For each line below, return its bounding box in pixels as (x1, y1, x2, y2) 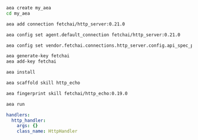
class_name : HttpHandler (16, 128, 78, 135)
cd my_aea (6, 10, 31, 17)
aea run (6, 101, 25, 107)
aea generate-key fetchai (6, 53, 70, 59)
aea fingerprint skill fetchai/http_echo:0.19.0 (6, 90, 128, 96)
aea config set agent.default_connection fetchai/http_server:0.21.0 (6, 32, 181, 38)
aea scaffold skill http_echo (6, 80, 81, 86)
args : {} (16, 123, 38, 129)
